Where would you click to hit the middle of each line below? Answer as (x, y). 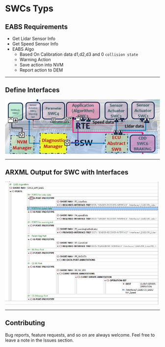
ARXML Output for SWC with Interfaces (67, 172)
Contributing (25, 323)
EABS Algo (23, 49)
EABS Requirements (36, 27)
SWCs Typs (29, 9)
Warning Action (35, 59)
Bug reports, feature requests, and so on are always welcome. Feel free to (80, 335)
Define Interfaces (32, 90)
